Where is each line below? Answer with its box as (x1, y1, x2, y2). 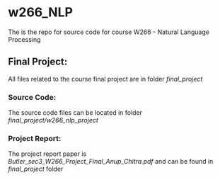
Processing (8, 35, 41, 43)
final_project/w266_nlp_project (8, 116, 98, 125)
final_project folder (8, 164, 64, 174)
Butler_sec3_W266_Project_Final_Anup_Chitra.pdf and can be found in (8, 157, 214, 166)
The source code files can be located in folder (8, 108, 143, 117)
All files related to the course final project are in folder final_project (8, 74, 203, 83)
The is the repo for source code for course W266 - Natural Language (8, 28, 209, 36)
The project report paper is (8, 150, 87, 158)
